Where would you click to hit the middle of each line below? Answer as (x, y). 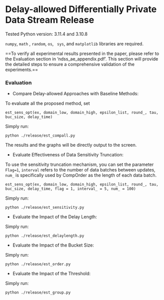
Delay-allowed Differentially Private (81, 9)
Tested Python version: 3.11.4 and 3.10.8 (47, 34)
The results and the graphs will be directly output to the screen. (71, 145)
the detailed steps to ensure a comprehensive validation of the (70, 64)
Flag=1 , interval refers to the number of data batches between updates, (80, 170)
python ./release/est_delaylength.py (45, 236)
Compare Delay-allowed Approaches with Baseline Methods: (75, 94)
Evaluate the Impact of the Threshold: (52, 274)
